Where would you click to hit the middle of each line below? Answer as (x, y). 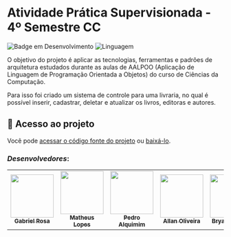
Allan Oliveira (181, 221)
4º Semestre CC (54, 27)
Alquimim (132, 225)
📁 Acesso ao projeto (51, 124)
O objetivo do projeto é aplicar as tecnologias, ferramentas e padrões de (110, 59)
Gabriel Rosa (32, 221)
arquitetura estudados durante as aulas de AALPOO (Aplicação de (101, 67)
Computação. (26, 81)
